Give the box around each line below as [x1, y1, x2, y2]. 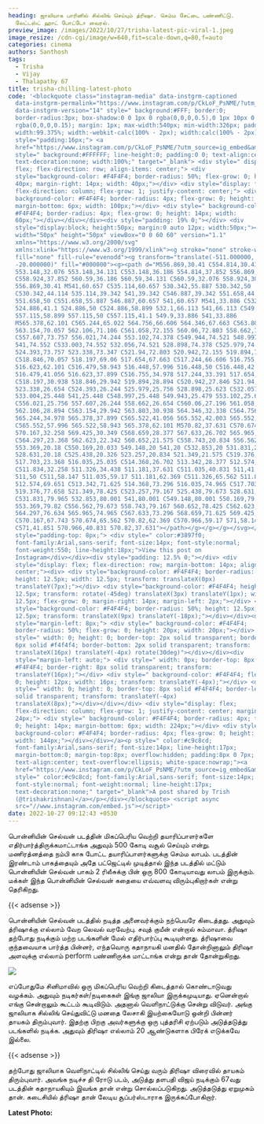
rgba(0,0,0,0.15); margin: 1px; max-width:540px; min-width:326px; [15, 121, 241, 129]
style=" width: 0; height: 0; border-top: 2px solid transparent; [15, 634, 237, 642]
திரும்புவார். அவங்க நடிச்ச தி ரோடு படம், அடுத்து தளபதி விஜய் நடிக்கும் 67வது [8, 1074, 241, 1084]
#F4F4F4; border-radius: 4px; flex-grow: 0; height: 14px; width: [15, 210, 237, 217]
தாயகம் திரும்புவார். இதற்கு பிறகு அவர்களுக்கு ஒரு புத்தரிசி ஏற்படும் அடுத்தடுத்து [8, 1017, 247, 1026]
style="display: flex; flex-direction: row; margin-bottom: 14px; [15, 561, 237, 569]
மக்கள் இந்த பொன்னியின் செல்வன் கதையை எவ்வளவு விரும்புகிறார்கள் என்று [8, 876, 238, 885]
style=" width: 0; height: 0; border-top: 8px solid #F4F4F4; [15, 685, 223, 693]
